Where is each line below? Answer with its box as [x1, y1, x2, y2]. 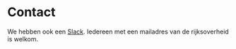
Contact [7, 4, 56, 20]
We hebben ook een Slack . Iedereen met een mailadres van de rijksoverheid [7, 27, 230, 36]
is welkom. [7, 34, 39, 43]
